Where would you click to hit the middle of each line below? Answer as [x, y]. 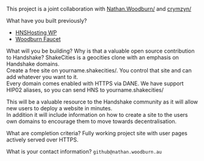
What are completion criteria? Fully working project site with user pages [97, 133]
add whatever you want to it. [42, 77]
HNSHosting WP [36, 32]
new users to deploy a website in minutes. [59, 108]
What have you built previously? [47, 21]
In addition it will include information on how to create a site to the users [97, 115]
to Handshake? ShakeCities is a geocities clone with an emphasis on [93, 57]
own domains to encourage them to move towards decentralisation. [92, 121]
